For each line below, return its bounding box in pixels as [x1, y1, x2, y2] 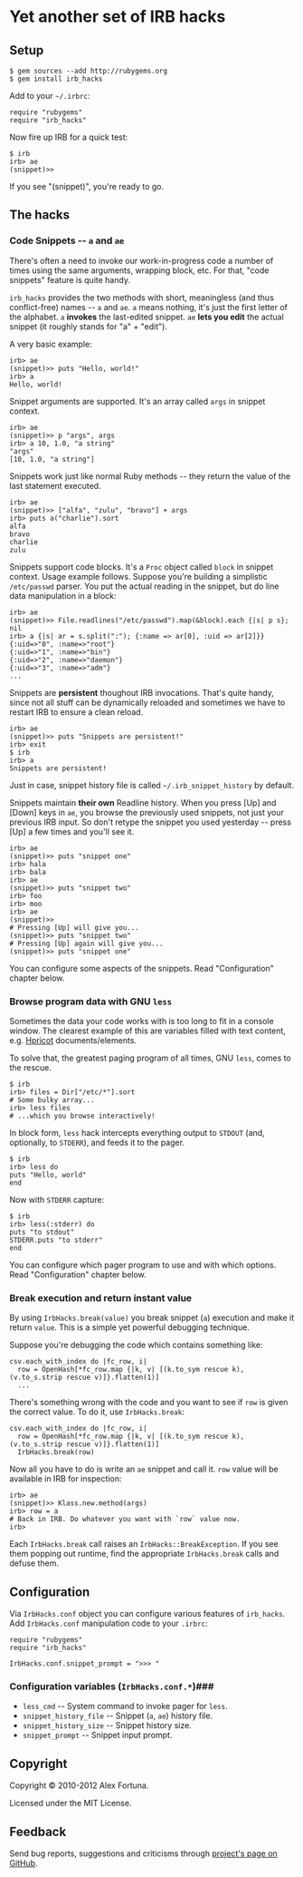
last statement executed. [9, 480, 101, 491]
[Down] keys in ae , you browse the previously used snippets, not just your [9, 807, 285, 817]
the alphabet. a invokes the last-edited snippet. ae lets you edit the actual [9, 311, 285, 322]
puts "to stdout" [9, 1227, 75, 1237]
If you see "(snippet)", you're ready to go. [9, 181, 165, 191]
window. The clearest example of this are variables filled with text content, [9, 1025, 287, 1036]
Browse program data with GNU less [9, 995, 173, 1008]
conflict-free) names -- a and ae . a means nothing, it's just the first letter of [9, 301, 288, 312]
